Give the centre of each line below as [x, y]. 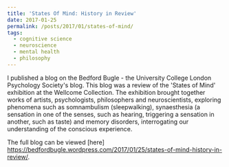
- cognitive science [43, 39]
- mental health [36, 52]
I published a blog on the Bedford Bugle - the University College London [109, 78]
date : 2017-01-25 [32, 20]
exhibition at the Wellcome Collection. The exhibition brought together [106, 92]
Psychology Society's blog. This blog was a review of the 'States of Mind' [111, 85]
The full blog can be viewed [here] [56, 142]
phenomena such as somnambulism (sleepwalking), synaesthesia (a [104, 107]
